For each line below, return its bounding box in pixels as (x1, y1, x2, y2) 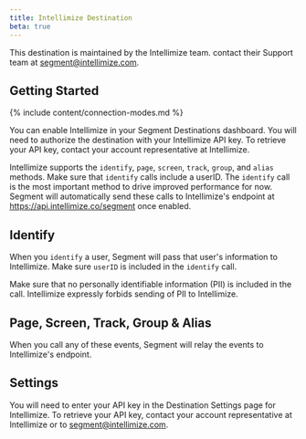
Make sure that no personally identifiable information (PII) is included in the (9, 279, 292, 290)
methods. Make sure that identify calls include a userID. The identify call (9, 172, 290, 183)
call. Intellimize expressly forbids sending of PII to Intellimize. (9, 288, 239, 299)
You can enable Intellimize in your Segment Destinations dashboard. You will (9, 125, 297, 136)
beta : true (9, 22, 51, 31)
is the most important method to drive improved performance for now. (9, 182, 272, 193)
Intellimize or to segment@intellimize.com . (9, 419, 169, 430)
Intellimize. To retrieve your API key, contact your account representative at (9, 409, 292, 420)
